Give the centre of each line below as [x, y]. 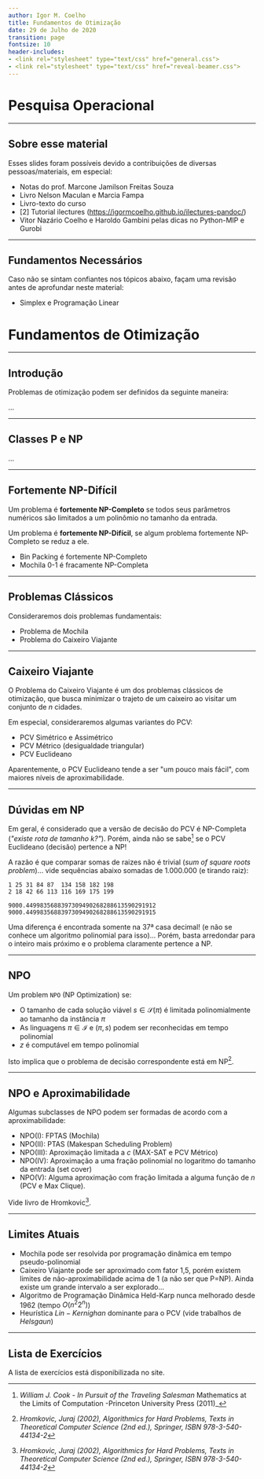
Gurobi [30, 228]
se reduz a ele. [65, 541]
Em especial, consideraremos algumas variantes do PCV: [100, 722]
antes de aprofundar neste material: [66, 288]
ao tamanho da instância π [62, 1018]
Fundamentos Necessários [75, 260]
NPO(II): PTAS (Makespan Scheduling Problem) [96, 1144]
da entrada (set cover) [56, 1169]
